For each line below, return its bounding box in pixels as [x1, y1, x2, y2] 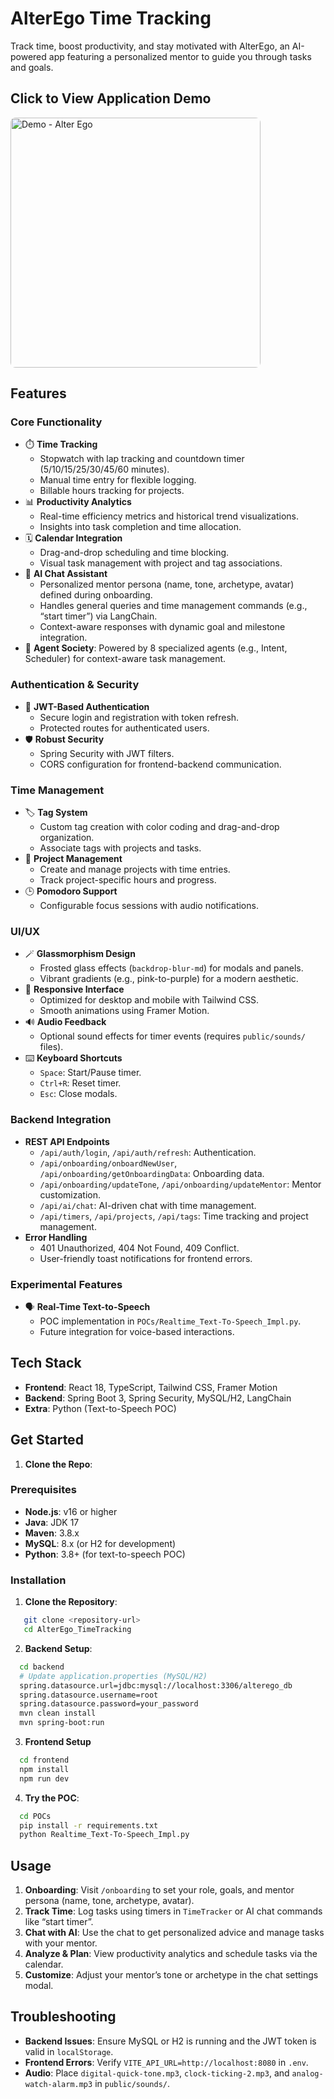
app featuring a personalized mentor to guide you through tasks [48, 50, 312, 62]
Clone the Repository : [24, 1596, 118, 1608]
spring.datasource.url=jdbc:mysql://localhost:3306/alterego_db [19, 1680, 293, 1691]
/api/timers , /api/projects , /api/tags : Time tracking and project [39, 1210, 309, 1222]
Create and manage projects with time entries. [39, 863, 231, 876]
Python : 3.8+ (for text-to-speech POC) [24, 1548, 186, 1560]
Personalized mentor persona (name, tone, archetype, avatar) [39, 578, 295, 591]
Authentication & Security [10, 678, 140, 692]
